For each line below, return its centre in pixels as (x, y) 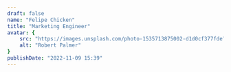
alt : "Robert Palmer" (50, 45)
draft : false (26, 13)
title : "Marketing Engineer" (49, 26)
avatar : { (21, 33)
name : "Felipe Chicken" (41, 20)
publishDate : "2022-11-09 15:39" (55, 58)
